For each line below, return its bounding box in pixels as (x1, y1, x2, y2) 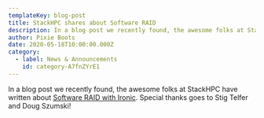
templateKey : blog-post (8, 11, 86, 20)
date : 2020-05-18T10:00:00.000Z (8, 41, 114, 49)
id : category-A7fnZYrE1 (22, 63, 101, 71)
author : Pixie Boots (8, 33, 76, 42)
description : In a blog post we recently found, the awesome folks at (8, 26, 244, 34)
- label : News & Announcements (15, 56, 118, 64)
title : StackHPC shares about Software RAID (8, 19, 156, 27)
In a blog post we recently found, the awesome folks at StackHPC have (8, 84, 238, 94)
